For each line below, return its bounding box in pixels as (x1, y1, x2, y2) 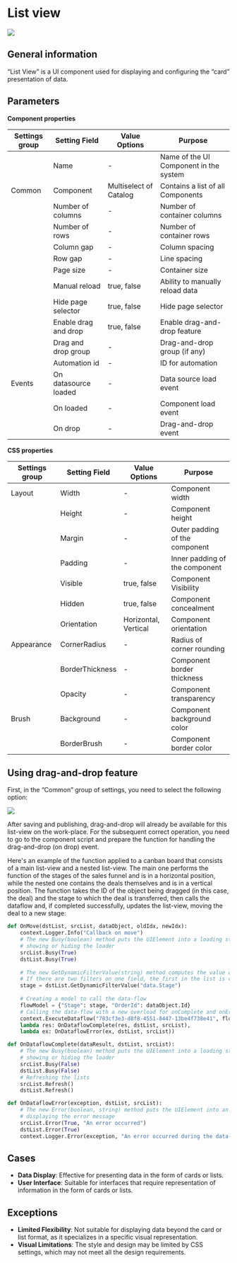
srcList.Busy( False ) (20, 1061, 80, 1068)
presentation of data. (7, 74, 68, 83)
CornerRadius (60, 639, 107, 649)
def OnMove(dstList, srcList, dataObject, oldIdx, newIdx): (7, 922, 188, 930)
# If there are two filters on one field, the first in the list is (20, 976, 226, 983)
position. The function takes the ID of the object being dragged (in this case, (7, 886, 229, 895)
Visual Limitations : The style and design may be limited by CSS (17, 1240, 203, 1249)
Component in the (159, 161, 220, 171)
